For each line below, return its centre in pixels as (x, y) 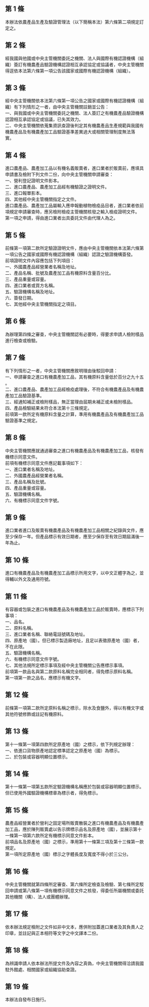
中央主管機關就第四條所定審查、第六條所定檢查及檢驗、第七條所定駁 (74, 884)
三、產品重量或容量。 (27, 279)
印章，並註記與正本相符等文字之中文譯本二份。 (53, 933)
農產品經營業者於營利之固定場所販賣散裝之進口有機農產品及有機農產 (74, 823)
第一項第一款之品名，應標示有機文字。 (44, 677)
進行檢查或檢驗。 (23, 340)
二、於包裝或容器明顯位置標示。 (38, 757)
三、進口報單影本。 (25, 193)
